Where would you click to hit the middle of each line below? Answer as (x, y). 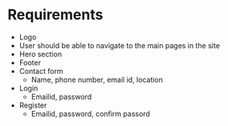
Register (33, 105)
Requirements (55, 15)
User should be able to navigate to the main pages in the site (119, 45)
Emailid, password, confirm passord (90, 113)
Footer (30, 63)
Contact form (41, 71)
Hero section (40, 54)
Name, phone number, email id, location (97, 79)
